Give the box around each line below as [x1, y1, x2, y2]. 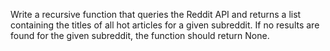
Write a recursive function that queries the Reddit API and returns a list [10, 9, 302, 20]
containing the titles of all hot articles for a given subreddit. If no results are [10, 19, 320, 31]
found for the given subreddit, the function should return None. [10, 30, 270, 41]
